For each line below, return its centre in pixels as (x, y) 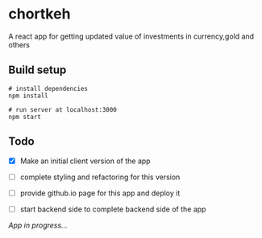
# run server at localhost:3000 (62, 109)
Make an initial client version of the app (85, 161)
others (19, 44)
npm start (25, 117)
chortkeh (40, 14)
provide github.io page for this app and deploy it (100, 193)
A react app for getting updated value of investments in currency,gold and (131, 36)
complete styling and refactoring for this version (100, 177)
